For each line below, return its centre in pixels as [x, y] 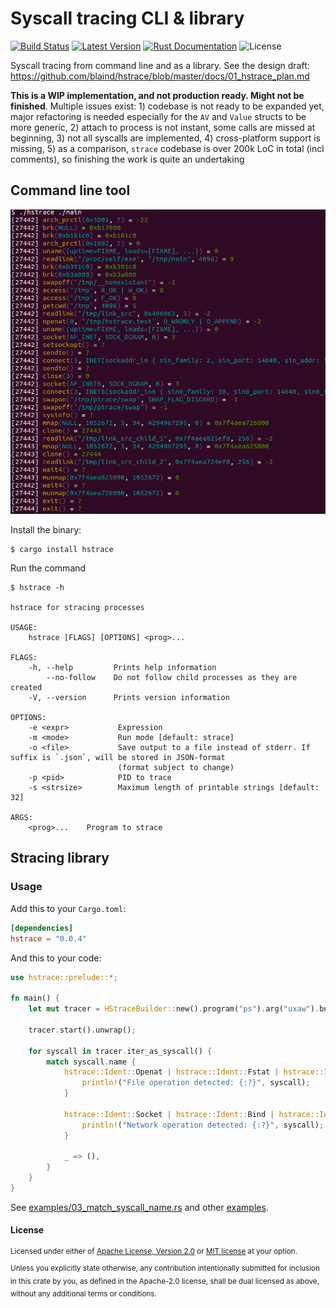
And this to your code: [56, 958]
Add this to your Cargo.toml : [68, 908]
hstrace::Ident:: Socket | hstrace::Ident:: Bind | [169, 1114]
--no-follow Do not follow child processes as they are [172, 678]
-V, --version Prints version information [129, 698]
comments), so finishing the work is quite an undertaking [127, 159]
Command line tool [70, 190]
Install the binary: [46, 530]
